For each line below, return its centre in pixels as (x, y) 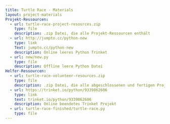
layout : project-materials (34, 15)
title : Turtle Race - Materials (39, 10)
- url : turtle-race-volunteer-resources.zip (57, 76)
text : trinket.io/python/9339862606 (53, 99)
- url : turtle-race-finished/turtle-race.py (57, 109)
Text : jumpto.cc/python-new (44, 48)
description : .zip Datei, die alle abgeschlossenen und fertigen (85, 85)
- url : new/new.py (29, 57)
